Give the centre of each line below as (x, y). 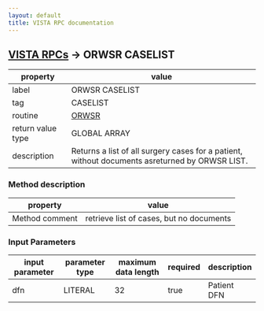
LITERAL (79, 290)
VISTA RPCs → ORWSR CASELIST (92, 55)
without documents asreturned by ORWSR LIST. (159, 161)
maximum (137, 262)
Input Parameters (42, 242)
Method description (47, 184)
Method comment (45, 218)
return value (35, 128)
